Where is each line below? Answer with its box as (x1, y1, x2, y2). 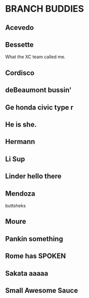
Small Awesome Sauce (5, 286, 78, 294)
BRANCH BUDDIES (5, 3, 84, 15)
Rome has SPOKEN (5, 252, 66, 260)
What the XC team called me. (5, 54, 66, 60)
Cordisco (5, 68, 35, 77)
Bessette (5, 40, 34, 49)
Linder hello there (5, 172, 62, 180)
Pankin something (5, 234, 63, 243)
